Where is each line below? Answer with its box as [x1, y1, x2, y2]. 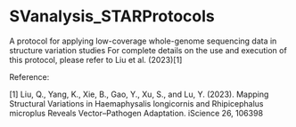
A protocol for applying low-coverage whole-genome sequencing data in [9, 36, 277, 46]
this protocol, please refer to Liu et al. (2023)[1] [9, 54, 183, 65]
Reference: [9, 71, 50, 82]
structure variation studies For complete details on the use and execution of [9, 44, 287, 55]
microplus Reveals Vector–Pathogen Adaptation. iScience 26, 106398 [9, 107, 264, 118]
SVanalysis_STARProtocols [9, 6, 216, 27]
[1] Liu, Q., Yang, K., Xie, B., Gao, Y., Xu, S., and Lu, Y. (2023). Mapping [9, 89, 269, 99]
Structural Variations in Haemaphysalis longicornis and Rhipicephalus [9, 98, 265, 108]
